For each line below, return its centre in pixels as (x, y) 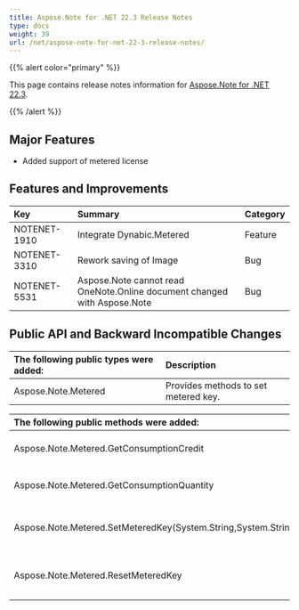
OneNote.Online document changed (153, 291)
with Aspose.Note (114, 302)
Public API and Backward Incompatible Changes (145, 334)
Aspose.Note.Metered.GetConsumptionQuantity (114, 484)
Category (265, 214)
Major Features (52, 139)
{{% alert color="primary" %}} (65, 68)
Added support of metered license (85, 161)
